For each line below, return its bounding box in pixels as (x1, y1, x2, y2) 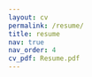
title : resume (8, 29, 61, 38)
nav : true (8, 37, 45, 47)
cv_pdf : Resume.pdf (8, 54, 80, 63)
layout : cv (8, 12, 49, 22)
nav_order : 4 (8, 46, 57, 55)
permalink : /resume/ (8, 21, 85, 30)
